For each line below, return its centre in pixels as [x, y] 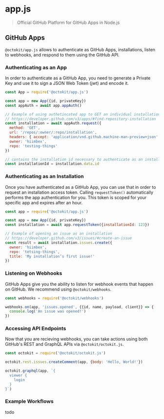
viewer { [18, 376]
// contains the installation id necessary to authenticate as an [74, 160]
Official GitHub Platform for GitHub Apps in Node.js [68, 22]
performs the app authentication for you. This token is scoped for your [76, 197]
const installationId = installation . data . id [52, 164]
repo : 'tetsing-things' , [35, 252]
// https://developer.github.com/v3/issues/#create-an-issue [69, 238]
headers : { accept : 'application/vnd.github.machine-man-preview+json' [84, 137]
